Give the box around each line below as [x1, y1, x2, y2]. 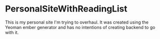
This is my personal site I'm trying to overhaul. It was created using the [5, 19, 149, 25]
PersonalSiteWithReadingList [5, 3, 128, 14]
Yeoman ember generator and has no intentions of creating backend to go [5, 24, 156, 30]
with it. [5, 29, 19, 35]
